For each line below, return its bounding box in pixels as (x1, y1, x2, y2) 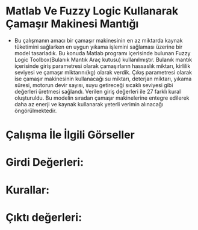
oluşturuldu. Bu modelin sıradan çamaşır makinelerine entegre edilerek (14, 94, 190, 101)
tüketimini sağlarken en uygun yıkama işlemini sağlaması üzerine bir (14, 43, 183, 50)
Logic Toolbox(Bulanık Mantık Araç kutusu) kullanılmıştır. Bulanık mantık (14, 56, 193, 63)
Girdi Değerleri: (5, 156, 84, 169)
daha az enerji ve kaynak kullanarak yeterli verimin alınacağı (14, 100, 164, 107)
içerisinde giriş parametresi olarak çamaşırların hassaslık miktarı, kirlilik (14, 62, 191, 70)
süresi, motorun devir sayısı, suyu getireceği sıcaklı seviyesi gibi (14, 81, 173, 88)
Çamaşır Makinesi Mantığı (5, 17, 139, 31)
